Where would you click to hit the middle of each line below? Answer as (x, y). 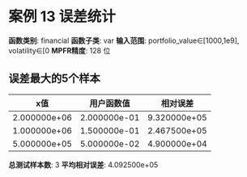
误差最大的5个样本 (55, 79)
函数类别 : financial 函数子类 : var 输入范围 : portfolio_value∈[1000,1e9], (124, 40)
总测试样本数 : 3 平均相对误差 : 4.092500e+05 (83, 164)
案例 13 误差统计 (62, 17)
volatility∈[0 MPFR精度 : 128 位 (60, 50)
